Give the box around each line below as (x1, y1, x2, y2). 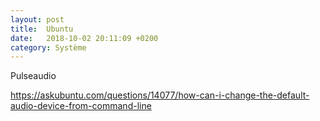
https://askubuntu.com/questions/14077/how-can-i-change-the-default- (10, 89, 310, 101)
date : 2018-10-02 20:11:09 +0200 (10, 33, 159, 43)
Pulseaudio (10, 70, 57, 82)
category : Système (10, 42, 87, 53)
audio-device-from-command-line (10, 100, 152, 112)
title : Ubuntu (10, 24, 74, 34)
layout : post (10, 14, 65, 25)
